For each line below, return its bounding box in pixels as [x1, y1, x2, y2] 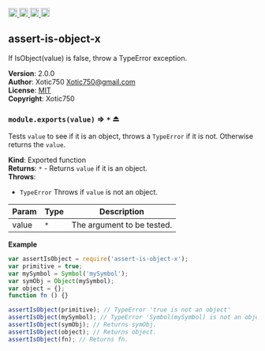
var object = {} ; [8, 285, 65, 292]
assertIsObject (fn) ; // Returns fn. [8, 335, 129, 343]
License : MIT [8, 85, 51, 95]
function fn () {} [8, 292, 69, 300]
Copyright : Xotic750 [8, 93, 75, 103]
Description [99, 206, 144, 217]
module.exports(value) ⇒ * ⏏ [8, 113, 120, 124]
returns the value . [8, 140, 65, 149]
